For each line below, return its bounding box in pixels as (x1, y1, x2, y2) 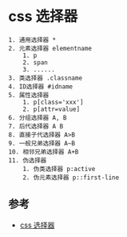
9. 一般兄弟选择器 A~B (8, 139, 76, 147)
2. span (22, 58, 48, 67)
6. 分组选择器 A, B (8, 113, 67, 121)
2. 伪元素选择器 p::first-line (22, 174, 120, 182)
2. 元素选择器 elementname (8, 44, 92, 52)
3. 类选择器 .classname (8, 74, 82, 82)
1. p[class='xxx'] (22, 98, 84, 106)
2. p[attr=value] (22, 105, 81, 113)
